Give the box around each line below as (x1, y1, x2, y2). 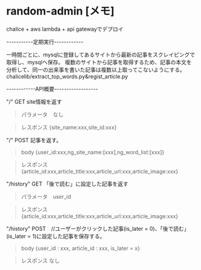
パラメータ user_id (21, 193, 71, 200)
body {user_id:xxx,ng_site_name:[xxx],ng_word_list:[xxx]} (21, 148, 165, 155)
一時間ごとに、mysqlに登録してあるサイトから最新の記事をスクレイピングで (6, 51, 196, 58)
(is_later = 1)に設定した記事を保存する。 (6, 232, 106, 240)
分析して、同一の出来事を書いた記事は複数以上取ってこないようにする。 (6, 66, 186, 73)
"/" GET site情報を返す (6, 98, 62, 105)
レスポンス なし (21, 257, 60, 264)
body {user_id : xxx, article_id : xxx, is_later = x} (21, 244, 140, 252)
